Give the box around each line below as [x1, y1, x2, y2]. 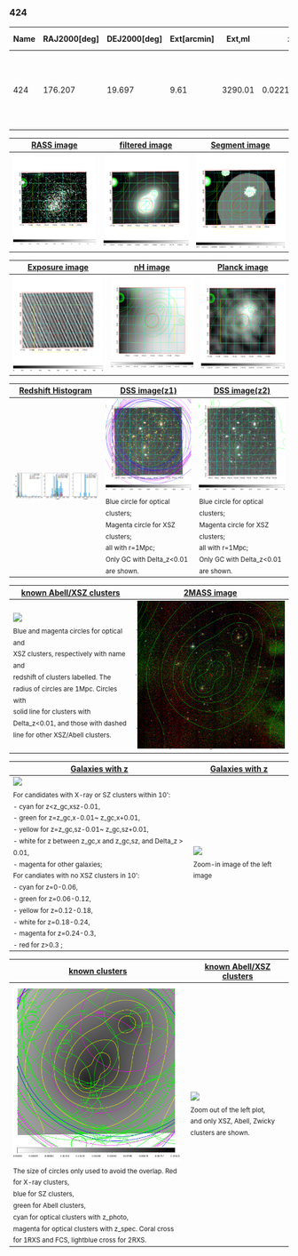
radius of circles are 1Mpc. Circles [12, 684, 118, 693]
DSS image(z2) [213, 385, 271, 396]
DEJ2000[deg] [106, 34, 162, 44]
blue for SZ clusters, [12, 1189, 74, 1198]
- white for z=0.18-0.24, [12, 917, 90, 926]
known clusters [68, 966, 128, 977]
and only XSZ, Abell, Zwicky [190, 1117, 275, 1126]
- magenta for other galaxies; [12, 860, 103, 868]
